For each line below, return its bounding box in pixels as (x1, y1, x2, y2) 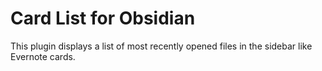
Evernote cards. (10, 50, 76, 62)
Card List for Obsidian (10, 7, 196, 30)
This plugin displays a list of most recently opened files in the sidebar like (10, 40, 313, 52)
